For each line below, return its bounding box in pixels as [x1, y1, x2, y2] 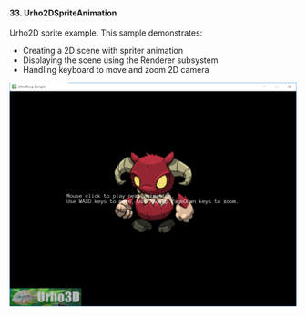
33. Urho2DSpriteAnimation [9, 7, 117, 18]
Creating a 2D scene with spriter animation [22, 46, 184, 56]
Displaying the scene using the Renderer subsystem [22, 55, 219, 66]
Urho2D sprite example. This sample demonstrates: [9, 27, 203, 38]
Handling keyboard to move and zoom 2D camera [22, 65, 209, 76]
